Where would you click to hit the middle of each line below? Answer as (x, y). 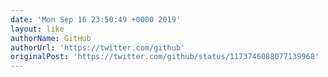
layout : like (37, 29)
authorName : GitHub (51, 38)
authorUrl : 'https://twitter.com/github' (98, 47)
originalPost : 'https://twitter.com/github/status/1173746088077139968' (165, 57)
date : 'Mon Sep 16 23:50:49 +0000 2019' (96, 19)
